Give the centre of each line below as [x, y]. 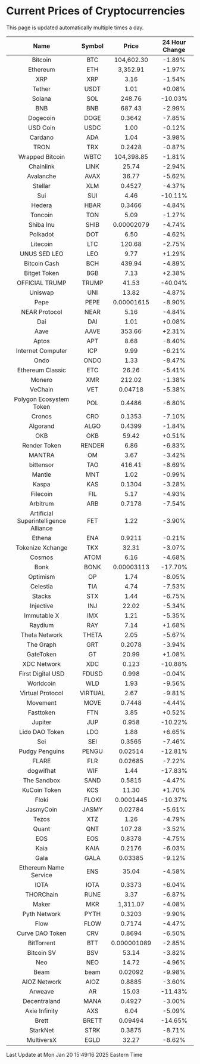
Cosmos [42, 557]
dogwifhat [42, 770]
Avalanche [41, 176]
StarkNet [42, 1030]
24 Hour [174, 42]
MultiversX [42, 1040]
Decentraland [42, 1001]
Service [41, 875]
